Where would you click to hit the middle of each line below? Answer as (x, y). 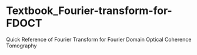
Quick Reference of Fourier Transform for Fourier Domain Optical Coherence (99, 39)
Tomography (21, 46)
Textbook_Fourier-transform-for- (89, 11)
